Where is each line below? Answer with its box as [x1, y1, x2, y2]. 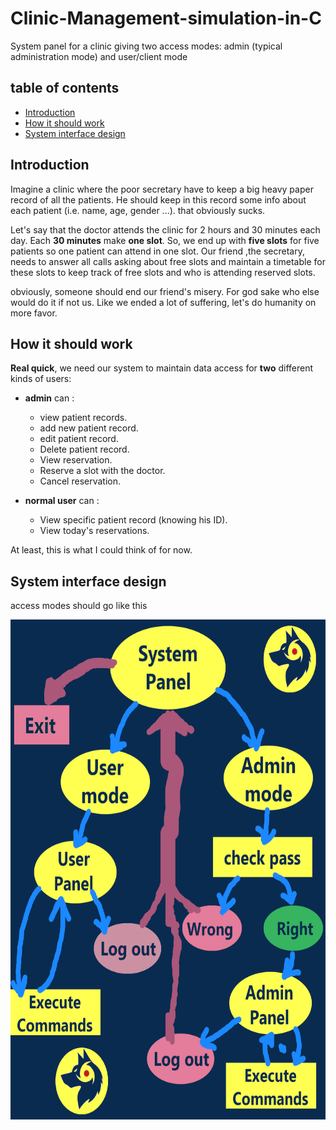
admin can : [24, 392, 75, 404]
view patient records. [39, 412, 128, 424]
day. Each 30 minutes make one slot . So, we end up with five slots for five [10, 234, 320, 246]
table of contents [10, 80, 120, 97]
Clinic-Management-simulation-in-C [10, 7, 322, 30]
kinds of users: [10, 373, 72, 385]
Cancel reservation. [39, 475, 122, 487]
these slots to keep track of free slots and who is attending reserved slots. [10, 266, 316, 278]
